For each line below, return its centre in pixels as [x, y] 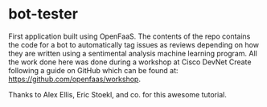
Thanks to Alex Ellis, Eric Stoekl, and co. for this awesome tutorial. [117, 94]
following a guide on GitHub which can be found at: [93, 70]
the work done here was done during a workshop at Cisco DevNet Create [130, 62]
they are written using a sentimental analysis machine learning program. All [133, 53]
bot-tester [43, 14]
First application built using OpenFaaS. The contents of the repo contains [129, 36]
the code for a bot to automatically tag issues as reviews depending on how [134, 44]
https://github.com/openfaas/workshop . [74, 79]
